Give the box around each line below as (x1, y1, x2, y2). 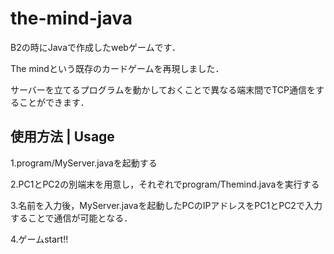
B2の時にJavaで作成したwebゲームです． (10, 41, 181, 53)
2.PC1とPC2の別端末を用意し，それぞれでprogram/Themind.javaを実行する (10, 178, 320, 190)
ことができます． (18, 96, 90, 108)
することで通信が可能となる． (10, 212, 133, 224)
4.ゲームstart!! (10, 233, 69, 245)
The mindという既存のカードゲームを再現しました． (10, 62, 225, 74)
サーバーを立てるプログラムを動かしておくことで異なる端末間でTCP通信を (10, 83, 316, 96)
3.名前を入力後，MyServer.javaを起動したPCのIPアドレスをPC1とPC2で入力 (10, 199, 323, 211)
